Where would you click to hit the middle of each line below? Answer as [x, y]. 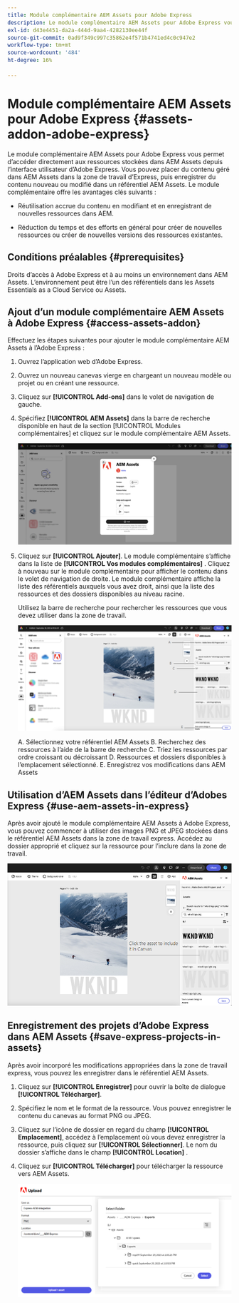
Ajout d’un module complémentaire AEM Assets [116, 311]
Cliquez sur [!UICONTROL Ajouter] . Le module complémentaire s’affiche [124, 556]
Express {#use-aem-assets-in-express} [99, 806]
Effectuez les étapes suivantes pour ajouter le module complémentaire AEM [118, 340]
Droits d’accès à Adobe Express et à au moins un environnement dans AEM [118, 274]
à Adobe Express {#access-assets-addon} [104, 323]
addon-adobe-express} [79, 134]
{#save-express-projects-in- [155, 1037]
